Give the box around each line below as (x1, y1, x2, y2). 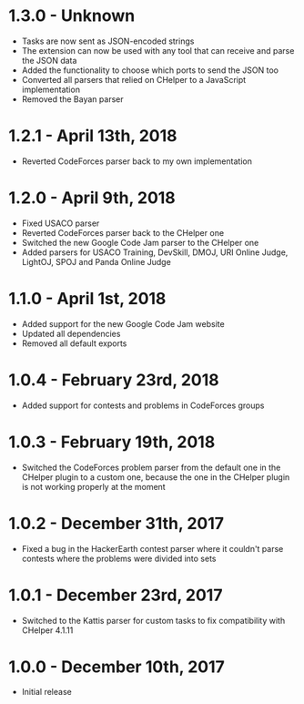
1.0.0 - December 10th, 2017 (8, 657, 225, 677)
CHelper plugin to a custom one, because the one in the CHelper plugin (21, 471, 290, 483)
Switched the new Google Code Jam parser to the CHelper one (21, 237, 259, 248)
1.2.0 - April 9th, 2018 (8, 188, 177, 209)
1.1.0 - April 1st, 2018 (8, 289, 167, 309)
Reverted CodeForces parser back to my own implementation (21, 156, 252, 167)
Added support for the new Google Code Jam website (21, 318, 225, 329)
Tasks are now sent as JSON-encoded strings (21, 36, 195, 46)
